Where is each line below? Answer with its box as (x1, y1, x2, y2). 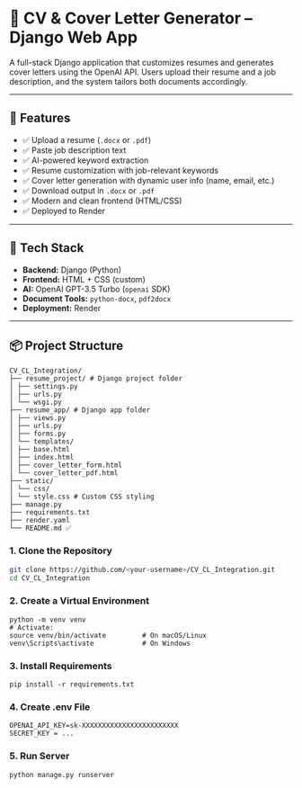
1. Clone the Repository (9, 544, 112, 557)
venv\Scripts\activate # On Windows (9, 639, 191, 648)
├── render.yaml (9, 516, 70, 525)
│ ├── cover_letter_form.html (9, 461, 123, 470)
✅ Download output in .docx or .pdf (22, 184, 155, 196)
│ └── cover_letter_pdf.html (9, 469, 119, 478)
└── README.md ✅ (9, 524, 72, 533)
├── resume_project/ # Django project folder (9, 374, 182, 383)
